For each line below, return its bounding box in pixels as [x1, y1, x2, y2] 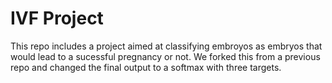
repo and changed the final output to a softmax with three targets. [10, 61, 282, 73]
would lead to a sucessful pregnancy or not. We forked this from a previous [10, 50, 321, 62]
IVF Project [10, 7, 104, 30]
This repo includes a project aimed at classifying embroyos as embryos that [10, 40, 323, 52]
